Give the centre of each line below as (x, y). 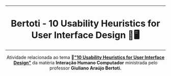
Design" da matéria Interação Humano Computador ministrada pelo (85, 62)
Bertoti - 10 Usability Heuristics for (85, 24)
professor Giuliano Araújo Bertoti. (85, 68)
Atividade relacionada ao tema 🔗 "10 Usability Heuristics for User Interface (85, 57)
